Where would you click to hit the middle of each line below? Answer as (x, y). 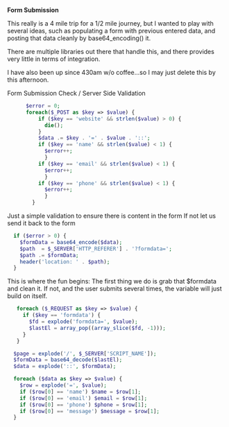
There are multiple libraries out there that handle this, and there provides (111, 52)
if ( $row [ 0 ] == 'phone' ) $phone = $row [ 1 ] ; (84, 405)
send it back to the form (42, 223)
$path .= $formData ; (49, 255)
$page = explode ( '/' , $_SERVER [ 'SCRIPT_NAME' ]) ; (85, 354)
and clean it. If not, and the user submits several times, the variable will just (114, 289)
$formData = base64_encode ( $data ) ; (71, 242)
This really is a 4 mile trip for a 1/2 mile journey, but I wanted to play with (110, 23)
